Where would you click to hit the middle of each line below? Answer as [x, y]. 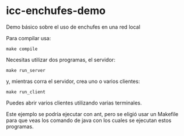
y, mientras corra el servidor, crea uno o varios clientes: [73, 81]
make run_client [26, 92]
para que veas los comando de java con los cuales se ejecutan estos [89, 120]
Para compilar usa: [29, 38]
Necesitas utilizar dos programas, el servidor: [61, 60]
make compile [22, 49]
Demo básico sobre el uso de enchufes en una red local [73, 27]
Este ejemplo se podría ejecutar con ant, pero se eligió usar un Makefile [92, 114]
